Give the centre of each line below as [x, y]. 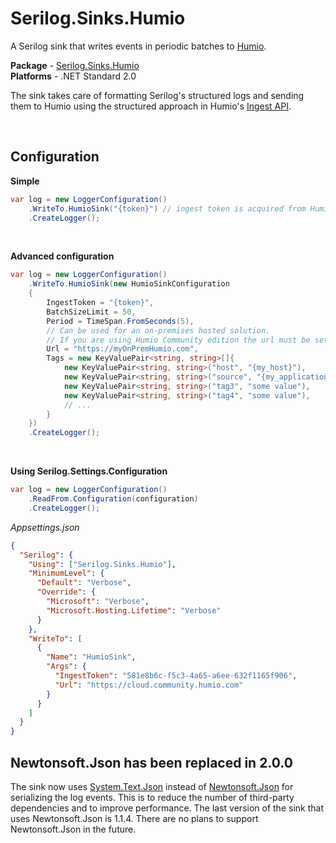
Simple [25, 181]
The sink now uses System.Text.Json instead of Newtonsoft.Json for [152, 786]
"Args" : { [66, 667]
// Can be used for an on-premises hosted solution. [158, 330]
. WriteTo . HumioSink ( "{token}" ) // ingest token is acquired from [167, 208]
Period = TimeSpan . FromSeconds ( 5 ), [120, 321]
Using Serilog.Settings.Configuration [89, 471]
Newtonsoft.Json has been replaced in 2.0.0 [151, 762]
